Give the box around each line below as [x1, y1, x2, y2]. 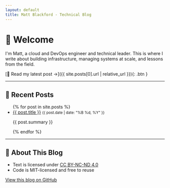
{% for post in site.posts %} [12, 104, 71, 110]
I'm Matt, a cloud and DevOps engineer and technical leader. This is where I [5, 51, 163, 57]
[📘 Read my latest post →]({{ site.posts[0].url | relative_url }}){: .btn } [5, 71, 148, 77]
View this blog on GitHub [5, 177, 57, 183]
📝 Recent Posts [5, 90, 54, 99]
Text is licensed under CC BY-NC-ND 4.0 [12, 162, 99, 168]
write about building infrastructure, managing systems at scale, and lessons [5, 56, 163, 62]
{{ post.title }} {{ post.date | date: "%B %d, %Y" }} [12, 109, 105, 115]
